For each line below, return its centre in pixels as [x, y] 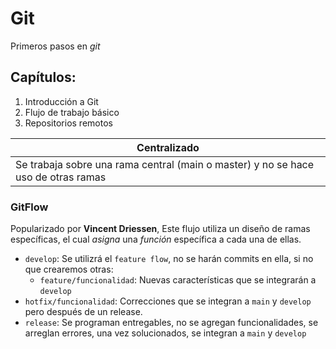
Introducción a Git [61, 101]
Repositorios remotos [68, 123]
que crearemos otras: [69, 269]
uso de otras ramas [61, 177]
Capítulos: [43, 77]
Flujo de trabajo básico [72, 112]
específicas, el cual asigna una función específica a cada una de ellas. [156, 239]
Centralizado [168, 147]
